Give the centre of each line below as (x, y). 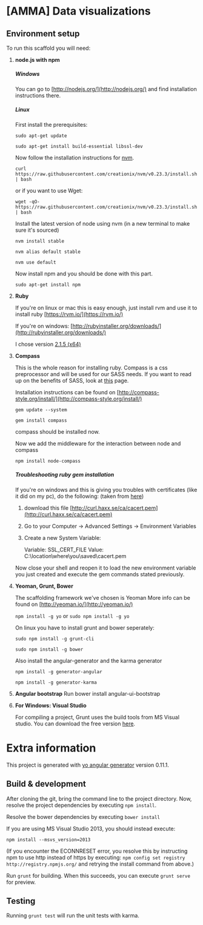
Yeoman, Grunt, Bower (44, 586)
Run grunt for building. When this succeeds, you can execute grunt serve (98, 875)
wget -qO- (28, 201)
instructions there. (38, 95)
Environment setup (43, 34)
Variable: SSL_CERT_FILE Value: (64, 550)
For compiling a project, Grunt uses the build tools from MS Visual (97, 717)
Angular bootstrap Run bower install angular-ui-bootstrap (88, 693)
